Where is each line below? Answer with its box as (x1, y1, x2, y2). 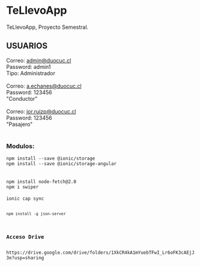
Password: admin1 (6, 63, 51, 70)
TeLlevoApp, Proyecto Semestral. (6, 23, 89, 31)
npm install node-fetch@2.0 (6, 179, 77, 185)
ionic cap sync (6, 196, 44, 202)
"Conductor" (6, 95, 38, 102)
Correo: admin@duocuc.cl (6, 56, 71, 64)
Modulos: (6, 142, 35, 150)
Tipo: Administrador (6, 70, 56, 77)
